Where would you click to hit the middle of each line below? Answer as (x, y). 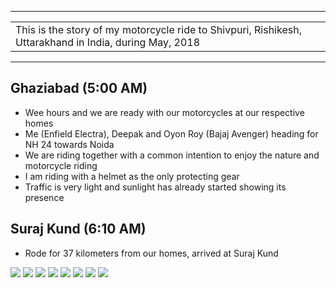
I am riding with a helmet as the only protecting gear (132, 176)
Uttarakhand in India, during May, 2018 (108, 42)
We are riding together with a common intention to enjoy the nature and (172, 155)
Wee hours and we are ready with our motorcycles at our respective (164, 112)
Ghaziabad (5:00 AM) (79, 88)
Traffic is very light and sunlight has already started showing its (155, 187)
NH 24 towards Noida (69, 144)
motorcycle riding (61, 165)
